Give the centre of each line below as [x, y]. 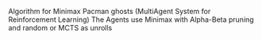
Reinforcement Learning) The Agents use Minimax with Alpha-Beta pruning [131, 19]
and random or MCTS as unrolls [60, 28]
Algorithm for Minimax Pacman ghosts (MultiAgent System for [110, 11]
